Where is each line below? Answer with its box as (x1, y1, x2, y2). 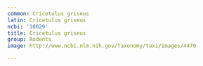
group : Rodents (7, 36, 52, 43)
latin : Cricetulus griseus (7, 17, 86, 24)
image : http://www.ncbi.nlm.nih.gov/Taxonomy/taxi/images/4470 (7, 42, 197, 49)
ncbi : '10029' (7, 23, 49, 30)
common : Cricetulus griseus (7, 10, 90, 17)
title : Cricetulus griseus (7, 29, 86, 37)
